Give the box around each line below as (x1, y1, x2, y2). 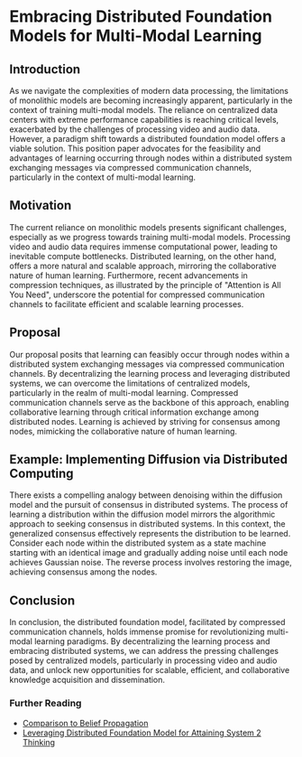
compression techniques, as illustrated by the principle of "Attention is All (9, 279, 281, 290)
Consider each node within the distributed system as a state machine (9, 537, 267, 548)
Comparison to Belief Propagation (22, 717, 149, 728)
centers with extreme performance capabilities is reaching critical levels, (9, 115, 279, 125)
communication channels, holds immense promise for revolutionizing (9, 626, 265, 638)
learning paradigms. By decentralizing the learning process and (34, 636, 270, 647)
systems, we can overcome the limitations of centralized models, (9, 378, 251, 388)
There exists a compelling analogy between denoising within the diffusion (9, 490, 283, 500)
